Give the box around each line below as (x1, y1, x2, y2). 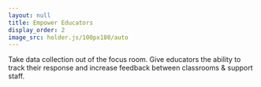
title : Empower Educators (8, 19, 93, 27)
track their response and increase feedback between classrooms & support (8, 63, 254, 73)
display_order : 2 (8, 26, 65, 34)
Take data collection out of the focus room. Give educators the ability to (8, 55, 241, 64)
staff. (8, 71, 25, 81)
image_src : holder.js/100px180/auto (8, 33, 129, 42)
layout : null (8, 11, 51, 20)
